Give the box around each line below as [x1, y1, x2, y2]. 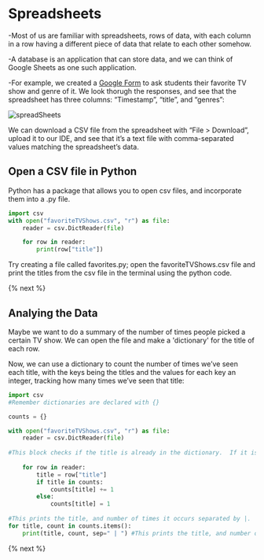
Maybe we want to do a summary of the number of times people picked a [8, 327, 246, 336]
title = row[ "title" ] [36, 470, 108, 479]
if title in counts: [36, 478, 104, 486]
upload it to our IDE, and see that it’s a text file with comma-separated [8, 133, 234, 143]
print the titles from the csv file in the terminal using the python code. [8, 269, 233, 278]
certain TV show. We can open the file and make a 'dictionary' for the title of [8, 336, 255, 345]
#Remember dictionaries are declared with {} [8, 399, 159, 406]
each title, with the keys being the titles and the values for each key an [8, 367, 236, 376]
